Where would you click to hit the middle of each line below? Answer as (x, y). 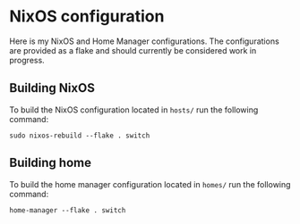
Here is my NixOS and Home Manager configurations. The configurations (144, 41)
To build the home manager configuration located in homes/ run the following (150, 184)
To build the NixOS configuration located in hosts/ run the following (134, 110)
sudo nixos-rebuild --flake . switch (80, 136)
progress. (27, 60)
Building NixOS (52, 88)
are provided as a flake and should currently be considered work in (133, 50)
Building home (51, 163)
